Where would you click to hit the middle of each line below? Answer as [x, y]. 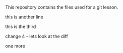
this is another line [24, 17]
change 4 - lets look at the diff [37, 36]
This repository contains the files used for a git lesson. [62, 7]
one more [15, 46]
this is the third [21, 26]
